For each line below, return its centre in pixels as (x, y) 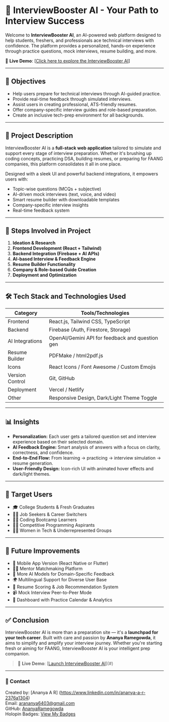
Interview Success (45, 21)
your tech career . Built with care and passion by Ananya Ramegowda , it (80, 638)
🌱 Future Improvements (43, 551)
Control (17, 381)
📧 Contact (18, 682)
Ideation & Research (34, 243)
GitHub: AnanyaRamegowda (34, 708)
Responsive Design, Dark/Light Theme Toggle (103, 398)
